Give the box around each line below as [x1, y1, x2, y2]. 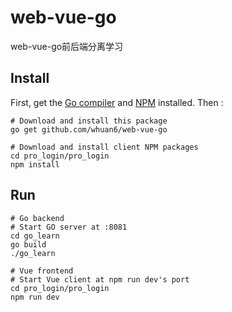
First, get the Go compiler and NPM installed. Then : [10, 96, 224, 108]
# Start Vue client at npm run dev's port [10, 274, 190, 285]
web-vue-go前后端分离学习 [10, 40, 124, 52]
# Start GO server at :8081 [10, 222, 128, 232]
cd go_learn [10, 231, 60, 241]
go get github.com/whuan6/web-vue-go [10, 124, 168, 135]
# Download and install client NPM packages [10, 142, 199, 152]
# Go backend [10, 213, 65, 223]
